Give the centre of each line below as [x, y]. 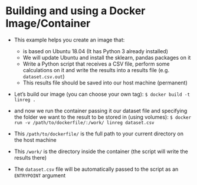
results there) [30, 157]
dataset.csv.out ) [44, 76]
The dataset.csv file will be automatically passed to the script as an [96, 169]
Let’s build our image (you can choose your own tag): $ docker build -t [102, 94]
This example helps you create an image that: [69, 40]
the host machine [35, 139]
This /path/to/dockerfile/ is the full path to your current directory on [99, 134]
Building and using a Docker [75, 11]
